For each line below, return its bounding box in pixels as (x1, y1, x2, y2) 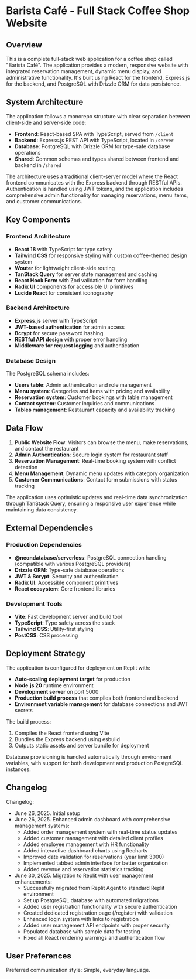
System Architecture (6, 97, 84, 107)
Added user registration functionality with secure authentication (23, 903, 177, 910)
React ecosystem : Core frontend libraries (14, 585, 116, 592)
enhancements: (14, 878, 53, 885)
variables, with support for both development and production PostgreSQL (6, 759, 183, 766)
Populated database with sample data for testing (23, 927, 140, 935)
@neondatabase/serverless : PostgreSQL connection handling (14, 554, 167, 561)
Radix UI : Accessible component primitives (14, 579, 119, 586)
